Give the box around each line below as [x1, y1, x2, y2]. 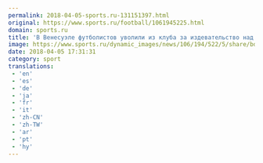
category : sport [8, 56, 61, 63]
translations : [8, 63, 55, 71]
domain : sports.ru [8, 26, 68, 34]
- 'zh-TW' [11, 121, 44, 129]
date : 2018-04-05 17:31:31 [8, 48, 96, 56]
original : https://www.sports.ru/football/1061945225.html [8, 19, 205, 27]
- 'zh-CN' [11, 114, 44, 121]
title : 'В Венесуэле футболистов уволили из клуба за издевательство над [8, 33, 254, 42]
